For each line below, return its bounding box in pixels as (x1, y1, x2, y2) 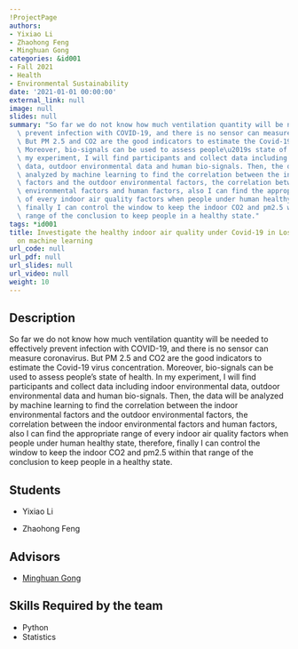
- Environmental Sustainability (9, 79, 129, 88)
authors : (9, 21, 42, 30)
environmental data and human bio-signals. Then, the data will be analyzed (9, 390, 284, 401)
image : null (9, 104, 53, 113)
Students (9, 482, 61, 498)
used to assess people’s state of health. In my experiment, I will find (9, 372, 257, 382)
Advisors (9, 549, 60, 565)
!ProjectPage (9, 12, 58, 22)
